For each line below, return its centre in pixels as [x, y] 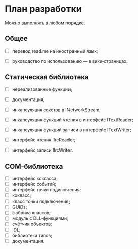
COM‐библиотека [34, 166]
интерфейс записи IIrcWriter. [42, 150]
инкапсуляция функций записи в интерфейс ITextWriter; [72, 130]
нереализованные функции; [42, 89]
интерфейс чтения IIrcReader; [44, 140]
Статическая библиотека [47, 77]
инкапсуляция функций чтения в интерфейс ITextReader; [73, 120]
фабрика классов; [31, 213]
